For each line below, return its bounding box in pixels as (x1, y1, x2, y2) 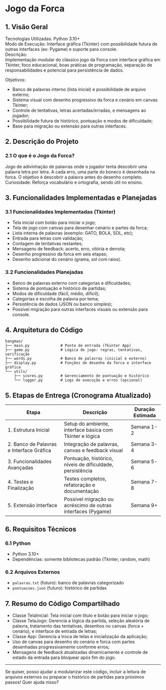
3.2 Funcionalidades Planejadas (5, 269, 83, 276)
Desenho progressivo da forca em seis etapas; (12, 251, 108, 257)
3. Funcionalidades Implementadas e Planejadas (5, 194, 157, 202)
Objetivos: (5, 77, 26, 83)
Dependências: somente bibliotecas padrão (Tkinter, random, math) (12, 556, 151, 562)
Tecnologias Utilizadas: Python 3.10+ (5, 36, 80, 42)
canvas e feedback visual (64, 447, 123, 454)
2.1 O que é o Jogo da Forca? (5, 152, 75, 159)
